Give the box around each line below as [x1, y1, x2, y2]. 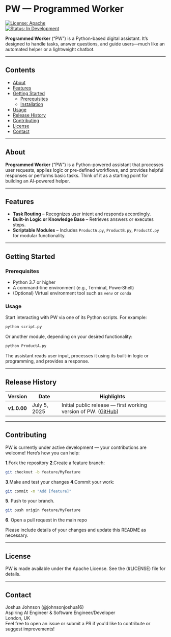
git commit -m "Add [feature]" [5, 489, 72, 494]
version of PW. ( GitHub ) [61, 407, 119, 415]
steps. [12, 222, 26, 228]
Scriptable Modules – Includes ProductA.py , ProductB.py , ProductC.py [12, 227, 159, 233]
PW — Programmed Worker [5, 3, 124, 15]
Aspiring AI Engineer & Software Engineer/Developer [5, 609, 116, 616]
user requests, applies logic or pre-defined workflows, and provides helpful [5, 167, 164, 173]
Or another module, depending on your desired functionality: [5, 333, 133, 340]
